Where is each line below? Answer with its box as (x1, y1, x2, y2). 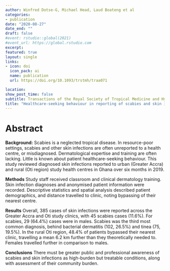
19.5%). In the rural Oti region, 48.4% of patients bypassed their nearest (5, 229, 156, 235)
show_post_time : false (5, 92, 53, 97)
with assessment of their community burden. (5, 260, 99, 266)
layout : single (5, 54, 37, 60)
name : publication (10, 73, 49, 78)
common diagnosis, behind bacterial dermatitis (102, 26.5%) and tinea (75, (5, 223, 161, 230)
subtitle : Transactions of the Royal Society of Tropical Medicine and (5, 97, 159, 102)
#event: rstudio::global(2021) (5, 36, 71, 41)
